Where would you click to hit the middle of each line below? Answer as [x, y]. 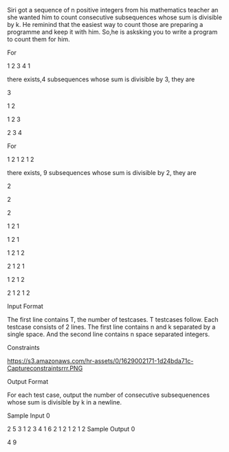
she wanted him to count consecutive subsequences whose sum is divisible [115, 17]
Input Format [25, 306]
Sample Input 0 [29, 415]
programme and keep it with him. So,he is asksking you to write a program [112, 32]
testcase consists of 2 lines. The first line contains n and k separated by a [111, 327]
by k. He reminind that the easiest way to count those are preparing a [105, 24]
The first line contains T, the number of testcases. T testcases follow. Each [113, 319]
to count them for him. [39, 39]
